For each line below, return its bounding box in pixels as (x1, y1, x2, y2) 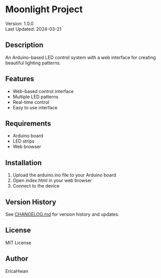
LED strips (12, 138, 35, 144)
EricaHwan (5, 268, 29, 274)
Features (5, 75, 34, 83)
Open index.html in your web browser (12, 177, 92, 183)
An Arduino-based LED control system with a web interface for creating (5, 54, 156, 60)
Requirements (5, 119, 51, 128)
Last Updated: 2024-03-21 (5, 26, 62, 32)
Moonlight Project (5, 4, 83, 15)
